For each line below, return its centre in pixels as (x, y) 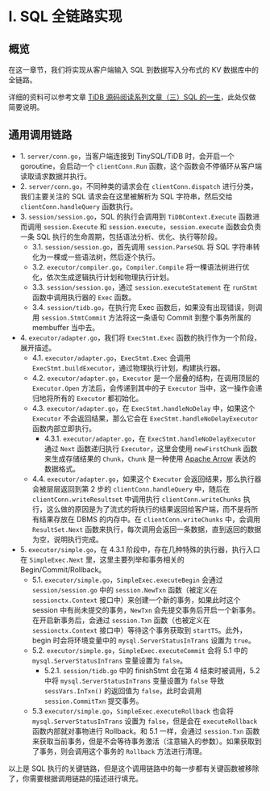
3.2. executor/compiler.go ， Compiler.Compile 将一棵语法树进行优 (141, 266)
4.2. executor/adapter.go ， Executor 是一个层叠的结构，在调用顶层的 (145, 378)
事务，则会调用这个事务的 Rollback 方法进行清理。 (123, 751)
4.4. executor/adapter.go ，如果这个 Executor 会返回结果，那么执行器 (147, 479)
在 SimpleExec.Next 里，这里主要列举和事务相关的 (102, 559)
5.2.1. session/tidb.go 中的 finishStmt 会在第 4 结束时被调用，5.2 (152, 670)
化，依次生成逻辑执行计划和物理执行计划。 (103, 277)
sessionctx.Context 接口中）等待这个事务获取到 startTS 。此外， (139, 630)
